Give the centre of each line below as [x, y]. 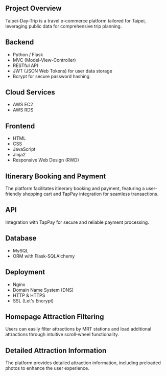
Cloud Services [30, 92]
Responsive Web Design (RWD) [46, 160]
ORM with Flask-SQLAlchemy [44, 256]
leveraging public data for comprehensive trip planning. [64, 26]
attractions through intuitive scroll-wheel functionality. [62, 335]
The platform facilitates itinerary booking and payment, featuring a [75, 189]
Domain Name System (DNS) [43, 290]
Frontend [20, 126]
